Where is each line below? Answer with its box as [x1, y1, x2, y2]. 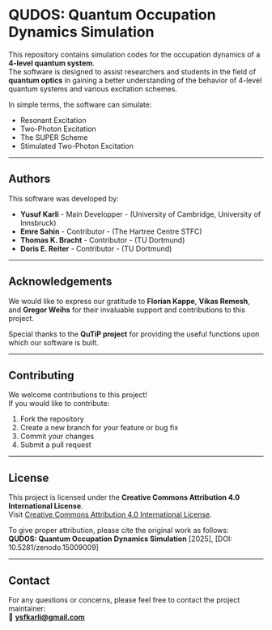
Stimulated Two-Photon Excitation [19, 141, 134, 150]
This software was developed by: [8, 193, 119, 203]
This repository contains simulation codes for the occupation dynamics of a [8, 49, 261, 59]
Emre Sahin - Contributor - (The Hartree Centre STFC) [19, 226, 202, 236]
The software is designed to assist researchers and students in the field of [8, 66, 257, 76]
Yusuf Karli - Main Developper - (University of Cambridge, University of [19, 209, 261, 219]
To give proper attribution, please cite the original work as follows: [8, 526, 229, 535]
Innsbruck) [19, 218, 57, 227]
